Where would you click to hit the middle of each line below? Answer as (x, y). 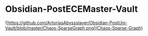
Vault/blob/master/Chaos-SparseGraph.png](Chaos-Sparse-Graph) (74, 28)
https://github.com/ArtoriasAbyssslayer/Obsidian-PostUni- (68, 23)
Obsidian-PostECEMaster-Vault (72, 9)
